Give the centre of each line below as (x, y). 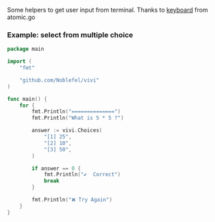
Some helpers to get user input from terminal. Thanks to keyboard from (107, 10)
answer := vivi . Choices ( (67, 131)
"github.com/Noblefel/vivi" (59, 80)
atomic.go (21, 17)
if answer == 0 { (56, 168)
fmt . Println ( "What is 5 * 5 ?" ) (78, 118)
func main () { (27, 99)
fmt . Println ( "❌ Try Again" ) (72, 200)
